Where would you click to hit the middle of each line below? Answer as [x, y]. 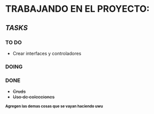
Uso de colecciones [34, 97]
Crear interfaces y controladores [47, 53]
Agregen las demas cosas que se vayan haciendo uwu [54, 106]
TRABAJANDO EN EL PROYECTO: [78, 9]
